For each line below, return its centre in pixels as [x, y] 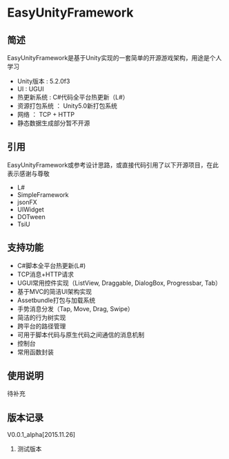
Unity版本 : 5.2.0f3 [43, 81]
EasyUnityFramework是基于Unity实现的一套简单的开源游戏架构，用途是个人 [114, 58]
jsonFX [27, 202]
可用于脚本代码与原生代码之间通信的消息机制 [81, 335]
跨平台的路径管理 [41, 326]
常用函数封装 [35, 352]
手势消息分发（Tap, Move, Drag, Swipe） [76, 308]
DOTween [31, 216]
